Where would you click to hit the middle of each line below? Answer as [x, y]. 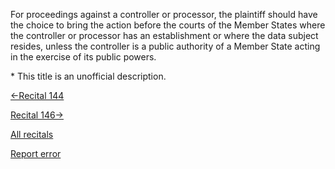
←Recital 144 [37, 95]
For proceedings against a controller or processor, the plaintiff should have [164, 14]
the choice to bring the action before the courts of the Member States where [168, 25]
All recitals [32, 134]
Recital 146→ [37, 115]
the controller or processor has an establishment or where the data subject [164, 35]
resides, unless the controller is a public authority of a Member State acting [165, 46]
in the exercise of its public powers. [83, 57]
